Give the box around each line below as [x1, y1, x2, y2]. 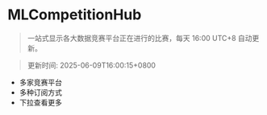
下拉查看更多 [19, 97, 62, 107]
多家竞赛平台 [19, 77, 62, 87]
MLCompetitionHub [7, 6, 142, 24]
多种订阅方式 [19, 87, 62, 97]
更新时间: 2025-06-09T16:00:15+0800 [27, 60, 156, 70]
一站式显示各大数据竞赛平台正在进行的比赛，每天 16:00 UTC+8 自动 [27, 33, 252, 43]
